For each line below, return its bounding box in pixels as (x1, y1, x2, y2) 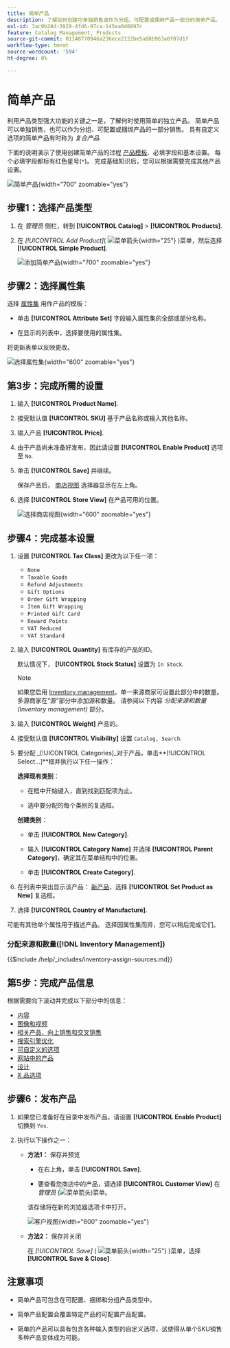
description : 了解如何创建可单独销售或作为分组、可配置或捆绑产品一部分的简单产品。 (7, 16, 221, 23)
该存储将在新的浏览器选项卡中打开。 (27, 1202, 130, 1211)
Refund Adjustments (27, 581, 84, 588)
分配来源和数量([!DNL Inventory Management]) (7, 939, 165, 948)
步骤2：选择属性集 (7, 279, 86, 292)
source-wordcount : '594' (7, 49, 78, 56)
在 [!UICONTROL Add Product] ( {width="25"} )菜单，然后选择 (16, 236, 222, 244)
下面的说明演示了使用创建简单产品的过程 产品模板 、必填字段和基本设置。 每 (7, 148, 221, 157)
